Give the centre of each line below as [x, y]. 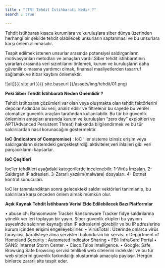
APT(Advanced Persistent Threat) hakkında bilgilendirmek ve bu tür [74, 124]
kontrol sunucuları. [24, 179]
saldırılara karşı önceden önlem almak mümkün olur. [58, 194]
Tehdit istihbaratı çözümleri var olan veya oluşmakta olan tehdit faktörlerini [81, 103]
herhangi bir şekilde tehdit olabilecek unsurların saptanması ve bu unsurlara [82, 38]
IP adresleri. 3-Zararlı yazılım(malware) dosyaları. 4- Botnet [86, 174]
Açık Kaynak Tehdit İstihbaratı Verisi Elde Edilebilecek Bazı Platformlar [79, 203]
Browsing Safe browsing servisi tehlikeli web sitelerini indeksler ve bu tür [79, 250]
